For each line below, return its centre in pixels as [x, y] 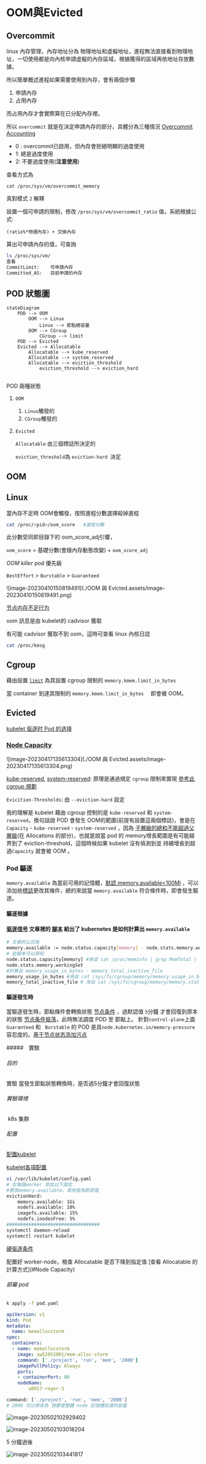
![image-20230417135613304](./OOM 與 [57, 759]
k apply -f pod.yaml [33, 1303]
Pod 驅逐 [19, 869]
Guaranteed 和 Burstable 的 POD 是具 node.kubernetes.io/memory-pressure [101, 1027]
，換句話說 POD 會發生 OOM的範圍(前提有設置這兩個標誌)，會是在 [112, 820]
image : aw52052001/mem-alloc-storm [63, 1354]
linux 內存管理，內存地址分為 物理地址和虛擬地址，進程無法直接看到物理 [97, 51]
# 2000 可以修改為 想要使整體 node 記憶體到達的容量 [67, 1406]
